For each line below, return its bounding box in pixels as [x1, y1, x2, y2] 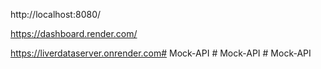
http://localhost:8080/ [10, 9, 102, 20]
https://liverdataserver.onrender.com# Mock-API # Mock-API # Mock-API [10, 47, 312, 59]
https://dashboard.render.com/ [10, 28, 138, 39]
